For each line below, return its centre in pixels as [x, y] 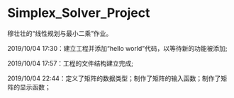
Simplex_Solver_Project [79, 13]
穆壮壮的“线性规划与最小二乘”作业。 [60, 33]
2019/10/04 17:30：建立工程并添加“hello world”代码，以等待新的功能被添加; [117, 48]
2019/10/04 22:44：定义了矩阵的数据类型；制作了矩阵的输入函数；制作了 [114, 78]
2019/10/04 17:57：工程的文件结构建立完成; [70, 63]
